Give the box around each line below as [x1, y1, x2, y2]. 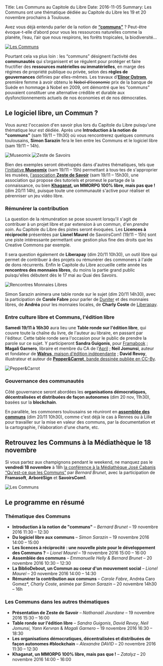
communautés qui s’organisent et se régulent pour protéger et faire [5, 59, 141, 64]
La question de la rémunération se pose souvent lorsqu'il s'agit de [5, 216, 137, 222]
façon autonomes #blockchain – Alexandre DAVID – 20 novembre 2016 [12, 641, 156, 646]
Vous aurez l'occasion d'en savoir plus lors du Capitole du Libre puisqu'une [5, 122, 156, 128]
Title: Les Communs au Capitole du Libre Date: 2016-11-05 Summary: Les [5, 4, 152, 10]
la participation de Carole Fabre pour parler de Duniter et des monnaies [5, 297, 149, 302]
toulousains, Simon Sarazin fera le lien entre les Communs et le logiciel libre [5, 137, 158, 143]
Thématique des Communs [5, 513, 71, 519]
